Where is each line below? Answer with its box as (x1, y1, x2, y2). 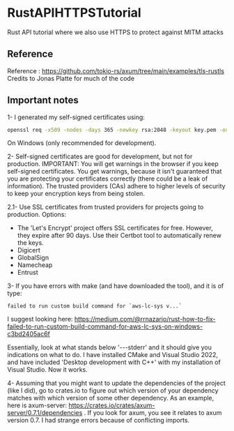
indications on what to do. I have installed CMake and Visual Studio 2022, (7, 351, 218, 359)
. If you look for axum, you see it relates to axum (84, 409, 222, 417)
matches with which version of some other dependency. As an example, (7, 394, 214, 402)
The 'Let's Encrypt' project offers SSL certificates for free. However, (17, 224, 214, 232)
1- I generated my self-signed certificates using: (7, 113, 145, 121)
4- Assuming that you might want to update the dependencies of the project (7, 379, 226, 388)
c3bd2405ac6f (7, 330, 51, 338)
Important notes (7, 94, 79, 106)
